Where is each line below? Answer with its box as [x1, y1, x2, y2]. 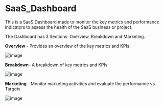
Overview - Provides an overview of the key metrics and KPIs [5, 43, 130, 49]
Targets [5, 86, 21, 91]
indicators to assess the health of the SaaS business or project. [5, 24, 133, 30]
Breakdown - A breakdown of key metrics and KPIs [5, 62, 108, 68]
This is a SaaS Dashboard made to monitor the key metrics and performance [5, 19, 160, 25]
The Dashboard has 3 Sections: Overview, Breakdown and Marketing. [5, 34, 145, 39]
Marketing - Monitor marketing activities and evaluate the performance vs [5, 81, 155, 87]
